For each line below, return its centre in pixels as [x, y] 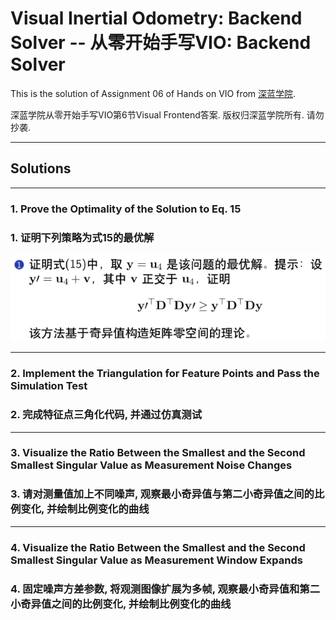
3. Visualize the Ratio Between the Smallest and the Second [158, 453]
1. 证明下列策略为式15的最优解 [82, 237]
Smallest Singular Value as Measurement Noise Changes [151, 465]
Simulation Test [49, 386]
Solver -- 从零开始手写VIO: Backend [161, 43]
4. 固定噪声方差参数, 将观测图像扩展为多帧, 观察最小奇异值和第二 [165, 589]
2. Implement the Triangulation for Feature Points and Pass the [165, 374]
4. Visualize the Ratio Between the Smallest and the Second [158, 547]
